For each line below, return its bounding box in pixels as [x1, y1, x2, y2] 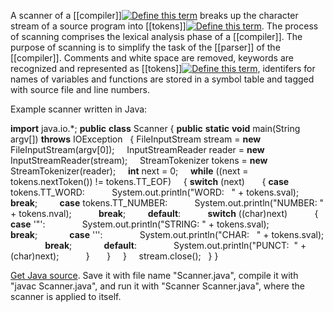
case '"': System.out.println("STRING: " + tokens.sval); [10, 218, 270, 230]
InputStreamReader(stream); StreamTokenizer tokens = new [10, 155, 268, 166]
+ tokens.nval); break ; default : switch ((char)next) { [10, 208, 319, 219]
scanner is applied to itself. [10, 291, 122, 302]
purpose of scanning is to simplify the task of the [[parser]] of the [10, 41, 281, 53]
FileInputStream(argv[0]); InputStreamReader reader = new [10, 144, 265, 155]
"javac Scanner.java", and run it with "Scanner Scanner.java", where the [10, 280, 305, 292]
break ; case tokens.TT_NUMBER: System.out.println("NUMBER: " [10, 197, 325, 209]
